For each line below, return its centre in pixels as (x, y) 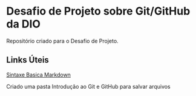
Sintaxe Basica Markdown (39, 75)
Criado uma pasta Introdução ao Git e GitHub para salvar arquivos (88, 86)
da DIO (24, 24)
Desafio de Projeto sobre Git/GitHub (98, 11)
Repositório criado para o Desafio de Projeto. (63, 41)
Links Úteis (28, 60)
